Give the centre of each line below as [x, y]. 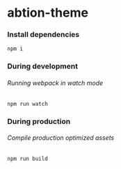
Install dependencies [43, 35]
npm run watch [28, 104]
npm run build [28, 159]
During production [39, 121]
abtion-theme [48, 13]
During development [43, 66]
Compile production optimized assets [61, 138]
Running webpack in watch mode [55, 83]
